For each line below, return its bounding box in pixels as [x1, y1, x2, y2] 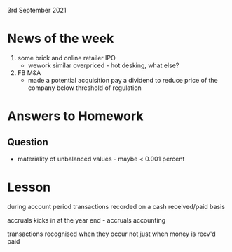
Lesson [7, 179, 51, 195]
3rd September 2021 [7, 6, 67, 14]
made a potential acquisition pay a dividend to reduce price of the [27, 76, 219, 84]
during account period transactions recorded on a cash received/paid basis [7, 202, 226, 211]
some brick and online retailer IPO [17, 53, 116, 62]
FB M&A [17, 68, 41, 77]
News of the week [7, 31, 114, 46]
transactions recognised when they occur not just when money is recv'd [7, 230, 216, 238]
